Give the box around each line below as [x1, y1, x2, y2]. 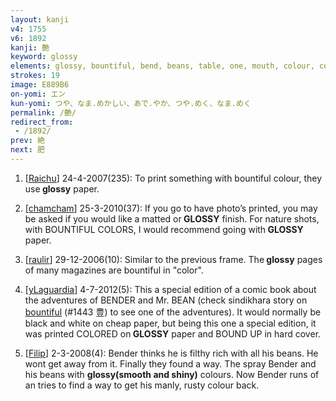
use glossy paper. [24, 182, 100, 195]
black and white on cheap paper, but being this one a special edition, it [24, 317, 317, 329]
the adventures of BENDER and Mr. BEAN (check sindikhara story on [24, 294, 308, 306]
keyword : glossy [10, 52, 78, 62]
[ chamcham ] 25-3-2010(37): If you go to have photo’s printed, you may [24, 202, 318, 214]
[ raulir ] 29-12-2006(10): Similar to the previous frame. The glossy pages [24, 253, 323, 265]
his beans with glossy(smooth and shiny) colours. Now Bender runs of [24, 368, 320, 380]
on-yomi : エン [10, 89, 67, 99]
